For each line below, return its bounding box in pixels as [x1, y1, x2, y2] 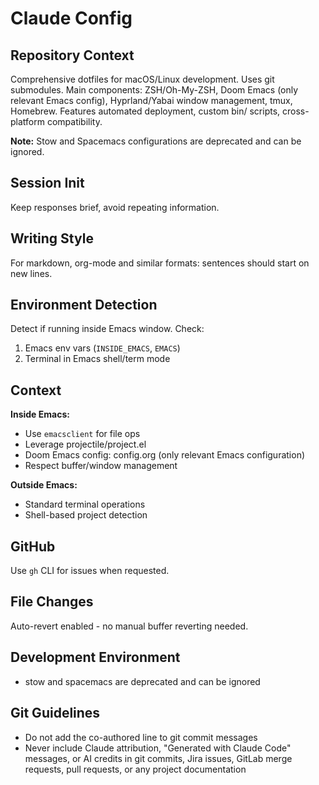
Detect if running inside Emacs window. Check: [10, 323, 205, 335]
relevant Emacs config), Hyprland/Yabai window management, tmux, [10, 95, 293, 106]
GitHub [10, 538, 56, 555]
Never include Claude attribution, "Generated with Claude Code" [24, 742, 292, 754]
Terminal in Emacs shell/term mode [24, 353, 171, 365]
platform [10, 116, 45, 127]
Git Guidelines [10, 705, 101, 722]
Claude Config [10, 7, 133, 30]
